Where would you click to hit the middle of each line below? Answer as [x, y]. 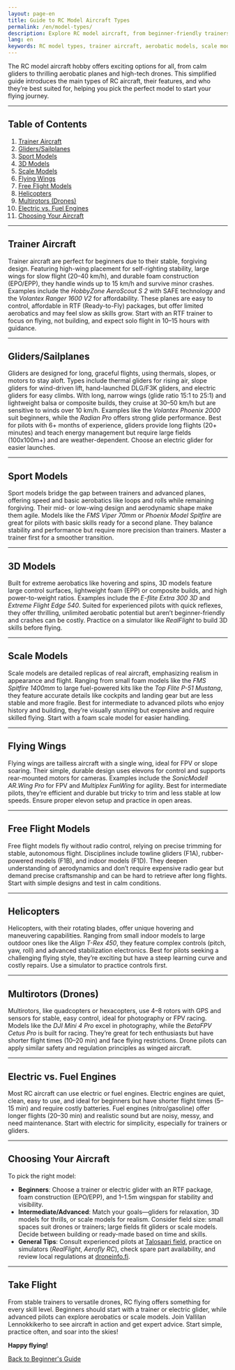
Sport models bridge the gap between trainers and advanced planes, [107, 493]
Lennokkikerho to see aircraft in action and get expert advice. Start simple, [115, 1324]
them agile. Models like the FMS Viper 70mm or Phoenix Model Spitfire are [115, 516]
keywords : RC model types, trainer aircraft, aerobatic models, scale [113, 46]
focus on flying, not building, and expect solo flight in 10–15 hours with [109, 320]
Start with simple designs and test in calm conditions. [84, 883]
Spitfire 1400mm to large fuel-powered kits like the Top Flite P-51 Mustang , [115, 688]
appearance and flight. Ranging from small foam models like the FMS [107, 680]
